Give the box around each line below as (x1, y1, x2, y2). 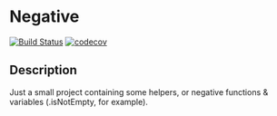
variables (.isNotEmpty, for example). (9, 96, 148, 107)
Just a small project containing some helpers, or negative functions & (9, 86, 269, 97)
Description (9, 63, 77, 78)
